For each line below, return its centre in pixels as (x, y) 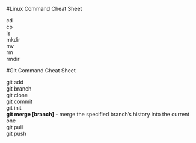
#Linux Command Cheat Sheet (44, 9)
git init (14, 108)
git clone (17, 95)
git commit (20, 101)
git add (15, 82)
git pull (15, 127)
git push (17, 133)
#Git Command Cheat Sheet (41, 71)
